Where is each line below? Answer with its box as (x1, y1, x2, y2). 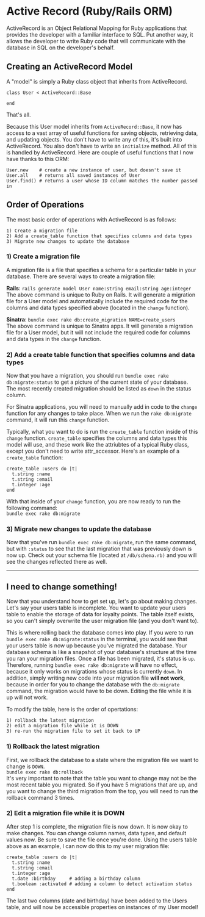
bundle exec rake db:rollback (6, 769, 84, 775)
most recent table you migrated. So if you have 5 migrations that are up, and (6, 781, 198, 788)
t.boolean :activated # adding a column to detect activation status (12, 880, 192, 887)
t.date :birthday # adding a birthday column (12, 876, 140, 882)
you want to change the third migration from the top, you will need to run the (6, 787, 198, 794)
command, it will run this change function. (6, 416, 110, 423)
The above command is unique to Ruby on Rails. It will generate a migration (6, 291, 196, 298)
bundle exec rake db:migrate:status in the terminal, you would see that (6, 636, 188, 643)
